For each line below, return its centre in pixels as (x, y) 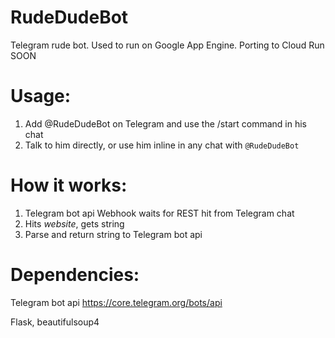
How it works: (69, 185)
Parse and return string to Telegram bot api (113, 234)
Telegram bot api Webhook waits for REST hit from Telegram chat (159, 213)
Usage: (41, 96)
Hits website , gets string (74, 223)
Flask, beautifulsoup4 (55, 322)
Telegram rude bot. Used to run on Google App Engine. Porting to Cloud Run (167, 45)
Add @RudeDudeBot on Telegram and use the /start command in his (165, 123)
